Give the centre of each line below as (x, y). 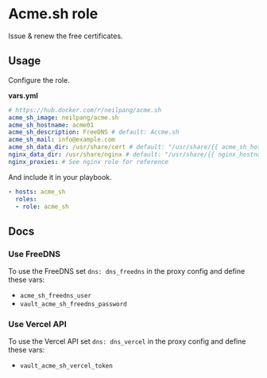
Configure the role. (39, 80)
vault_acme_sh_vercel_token (66, 366)
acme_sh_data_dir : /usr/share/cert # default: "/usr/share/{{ (113, 147)
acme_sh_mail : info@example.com (62, 140)
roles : (26, 199)
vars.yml (23, 95)
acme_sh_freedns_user (55, 296)
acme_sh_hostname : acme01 (51, 125)
